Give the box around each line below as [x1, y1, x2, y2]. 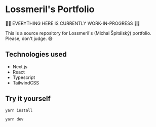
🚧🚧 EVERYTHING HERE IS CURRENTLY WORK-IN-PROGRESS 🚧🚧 [5, 20, 140, 26]
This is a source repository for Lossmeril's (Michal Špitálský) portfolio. [5, 30, 151, 36]
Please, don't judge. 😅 [5, 35, 53, 41]
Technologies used [5, 50, 67, 59]
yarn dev [5, 117, 24, 122]
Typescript [12, 74, 35, 80]
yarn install [5, 108, 33, 113]
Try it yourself [5, 95, 51, 103]
